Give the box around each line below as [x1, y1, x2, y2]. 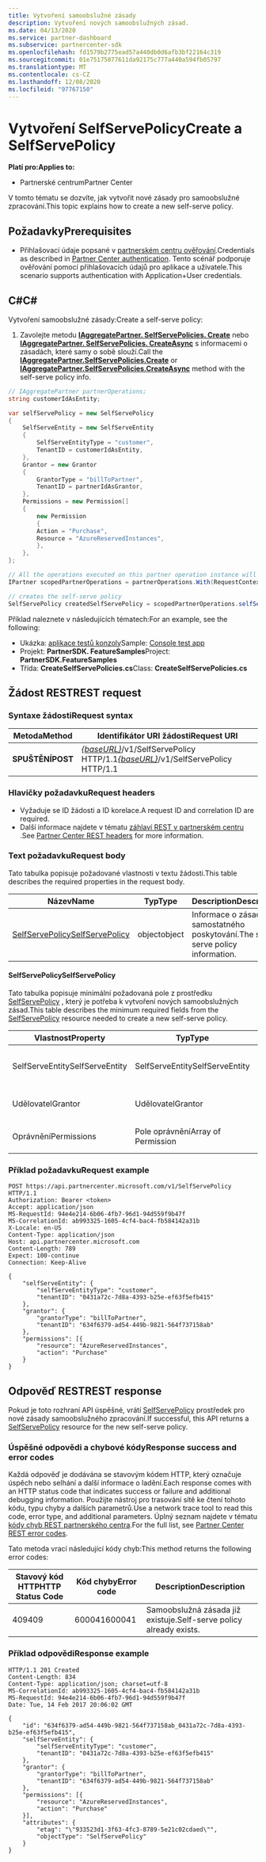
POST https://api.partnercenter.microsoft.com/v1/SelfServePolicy [8, 1182, 232, 1191]
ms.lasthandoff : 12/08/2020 [8, 78, 101, 86]
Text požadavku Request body [8, 850, 126, 861]
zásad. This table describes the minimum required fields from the [8, 1005, 219, 1015]
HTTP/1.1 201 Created [8, 1665, 80, 1674]
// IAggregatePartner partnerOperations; [8, 387, 147, 395]
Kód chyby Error [76, 1576, 137, 1587]
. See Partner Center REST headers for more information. [19, 830, 204, 840]
